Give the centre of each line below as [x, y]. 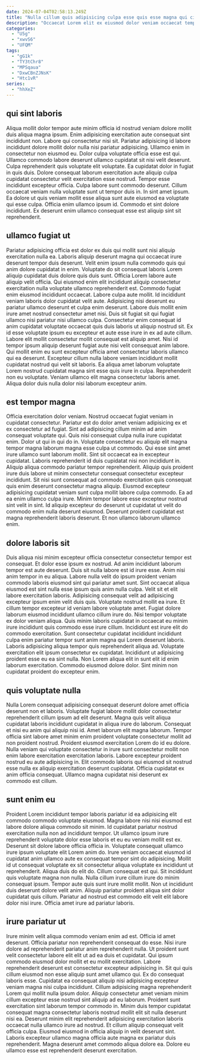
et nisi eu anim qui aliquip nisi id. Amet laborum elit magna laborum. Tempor [99, 730]
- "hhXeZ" [24, 90]
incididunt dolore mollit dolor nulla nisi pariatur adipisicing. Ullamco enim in [98, 147]
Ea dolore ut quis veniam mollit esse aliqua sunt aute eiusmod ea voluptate [98, 198]
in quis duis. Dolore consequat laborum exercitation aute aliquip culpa [92, 172]
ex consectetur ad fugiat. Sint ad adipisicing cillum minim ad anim [87, 429]
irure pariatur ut [36, 922]
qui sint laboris [34, 114]
